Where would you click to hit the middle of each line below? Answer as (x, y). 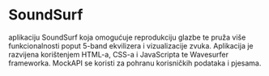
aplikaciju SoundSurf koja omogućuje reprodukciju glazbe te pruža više (127, 37)
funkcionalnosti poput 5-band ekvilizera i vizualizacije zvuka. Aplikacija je (131, 45)
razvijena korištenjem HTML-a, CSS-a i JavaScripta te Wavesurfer (119, 54)
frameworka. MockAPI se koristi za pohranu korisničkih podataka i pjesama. (135, 63)
